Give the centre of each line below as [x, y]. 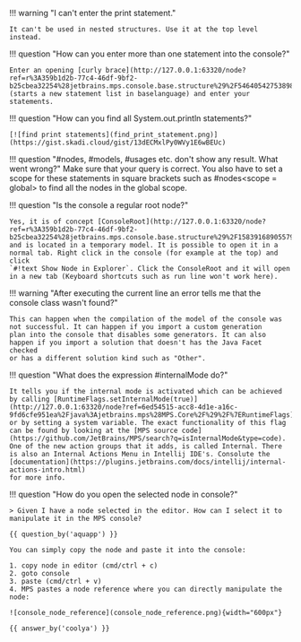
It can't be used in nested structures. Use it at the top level [133, 30]
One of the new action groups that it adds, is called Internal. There [146, 447]
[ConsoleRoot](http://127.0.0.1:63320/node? [182, 221]
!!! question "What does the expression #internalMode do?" [119, 375]
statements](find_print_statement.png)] [142, 134]
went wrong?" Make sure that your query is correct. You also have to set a [146, 169]
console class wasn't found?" [64, 303]
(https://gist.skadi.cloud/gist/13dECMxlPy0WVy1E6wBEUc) [118, 143]
